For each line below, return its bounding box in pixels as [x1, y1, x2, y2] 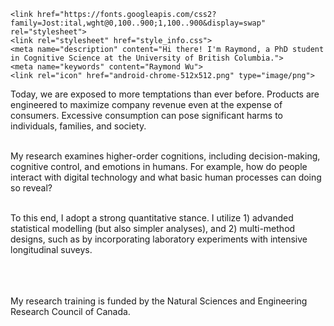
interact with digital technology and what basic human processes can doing [10, 171, 322, 183]
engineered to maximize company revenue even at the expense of [10, 99, 283, 110]
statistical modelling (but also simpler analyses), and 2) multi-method [10, 223, 296, 234]
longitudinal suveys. [10, 244, 93, 255]
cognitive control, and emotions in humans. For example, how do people [10, 161, 308, 172]
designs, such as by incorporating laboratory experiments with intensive [10, 233, 308, 245]
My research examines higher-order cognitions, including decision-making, [10, 150, 321, 162]
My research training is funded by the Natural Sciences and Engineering [10, 295, 308, 307]
